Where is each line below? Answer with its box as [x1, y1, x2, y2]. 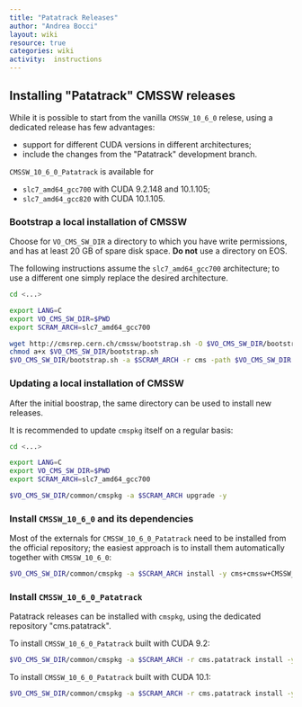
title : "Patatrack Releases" [9, 13, 119, 22]
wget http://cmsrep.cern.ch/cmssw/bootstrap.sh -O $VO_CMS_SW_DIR [9, 339, 263, 348]
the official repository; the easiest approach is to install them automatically [9, 542, 285, 553]
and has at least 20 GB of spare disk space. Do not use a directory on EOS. [9, 246, 288, 256]
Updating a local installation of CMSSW [9, 377, 184, 389]
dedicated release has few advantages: [9, 121, 155, 132]
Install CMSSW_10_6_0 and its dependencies [9, 512, 194, 524]
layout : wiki [9, 30, 58, 39]
